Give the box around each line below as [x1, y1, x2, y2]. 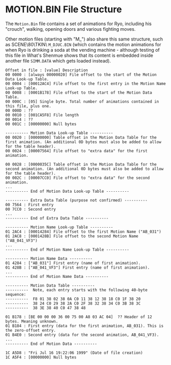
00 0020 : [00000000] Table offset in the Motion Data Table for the [5, 135, 157, 140]
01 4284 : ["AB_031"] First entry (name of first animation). [5, 260, 141, 266]
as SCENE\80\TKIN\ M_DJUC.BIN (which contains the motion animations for [5, 41, 161, 47]
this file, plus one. [5, 104, 52, 109]
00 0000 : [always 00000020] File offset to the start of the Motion [5, 72, 157, 77]
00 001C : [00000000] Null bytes [5, 121, 77, 127]
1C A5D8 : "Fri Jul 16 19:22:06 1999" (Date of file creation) [5, 350, 143, 355]
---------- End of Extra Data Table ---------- [5, 215, 109, 221]
